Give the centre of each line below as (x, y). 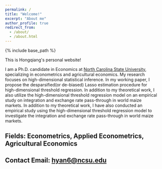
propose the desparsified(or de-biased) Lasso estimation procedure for (76, 84)
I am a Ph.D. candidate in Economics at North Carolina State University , (76, 69)
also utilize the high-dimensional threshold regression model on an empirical (81, 95)
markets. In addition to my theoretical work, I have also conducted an (74, 105)
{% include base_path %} (30, 50)
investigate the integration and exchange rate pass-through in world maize (79, 116)
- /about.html (23, 37)
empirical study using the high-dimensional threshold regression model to (79, 110)
